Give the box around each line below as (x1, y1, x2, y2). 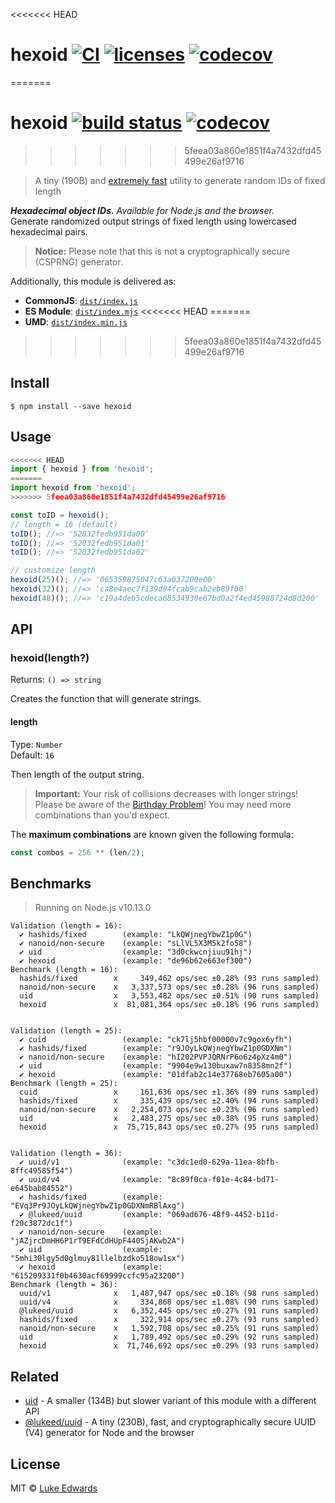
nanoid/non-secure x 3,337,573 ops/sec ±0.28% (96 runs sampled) (19, 982, 320, 993)
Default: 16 (10, 749, 55, 761)
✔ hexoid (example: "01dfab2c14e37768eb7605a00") (19, 1070, 293, 1080)
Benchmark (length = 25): (10, 1079, 118, 1089)
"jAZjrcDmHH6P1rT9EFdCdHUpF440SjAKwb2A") (10, 1236, 186, 1246)
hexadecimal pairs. (10, 225, 88, 238)
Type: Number (10, 738, 63, 750)
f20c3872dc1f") (10, 1219, 74, 1229)
